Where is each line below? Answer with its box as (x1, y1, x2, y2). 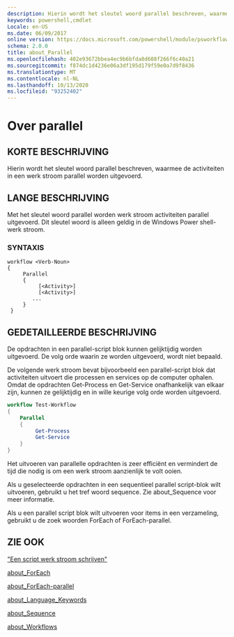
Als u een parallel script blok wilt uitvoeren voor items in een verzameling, (7, 509, 219, 517)
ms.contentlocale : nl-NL (7, 75, 79, 82)
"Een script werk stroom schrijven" (7, 555, 108, 563)
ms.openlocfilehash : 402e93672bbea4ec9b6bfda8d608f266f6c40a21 (7, 56, 195, 63)
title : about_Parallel (7, 50, 73, 57)
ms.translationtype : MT (7, 68, 77, 75)
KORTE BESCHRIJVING (7, 146, 109, 158)
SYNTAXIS (7, 242, 45, 252)
